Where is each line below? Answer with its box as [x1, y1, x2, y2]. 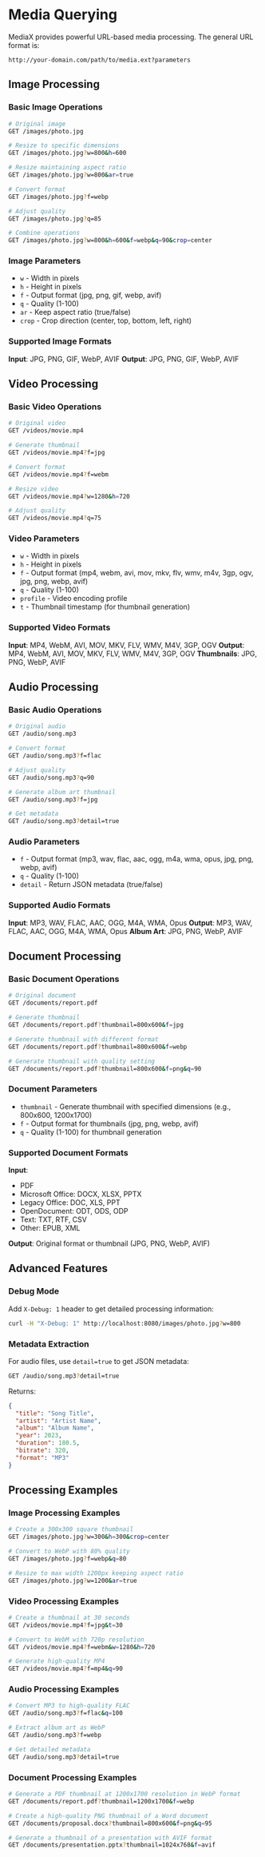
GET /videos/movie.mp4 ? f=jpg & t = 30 [8, 1620, 124, 1629]
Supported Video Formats [8, 622, 111, 633]
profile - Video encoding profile [19, 594, 128, 603]
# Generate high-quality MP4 [8, 1657, 105, 1665]
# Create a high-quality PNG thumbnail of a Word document [8, 1811, 209, 1819]
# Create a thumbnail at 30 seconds [8, 1613, 130, 1621]
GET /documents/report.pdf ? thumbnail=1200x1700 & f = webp [8, 1797, 195, 1805]
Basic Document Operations [8, 973, 120, 984]
